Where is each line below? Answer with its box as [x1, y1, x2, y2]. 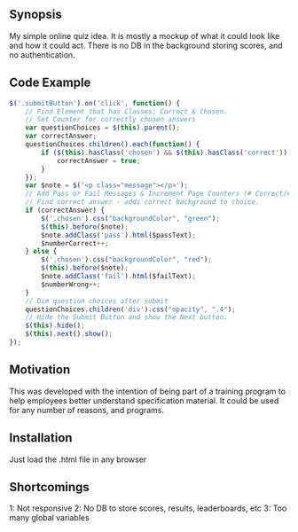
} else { [25, 247, 58, 256]
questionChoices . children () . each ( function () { [25, 140, 200, 149]
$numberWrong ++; [41, 279, 101, 289]
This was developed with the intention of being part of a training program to [9, 386, 286, 396]
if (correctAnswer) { [25, 206, 105, 215]
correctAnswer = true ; [56, 156, 141, 165]
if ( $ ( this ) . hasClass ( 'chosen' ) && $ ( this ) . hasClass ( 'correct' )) [41, 148, 288, 157]
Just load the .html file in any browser [9, 454, 147, 465]
